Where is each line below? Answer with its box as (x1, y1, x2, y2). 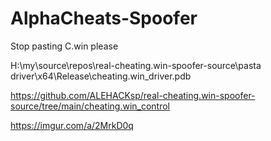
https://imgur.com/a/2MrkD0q (10, 119, 134, 131)
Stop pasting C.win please (10, 40, 119, 52)
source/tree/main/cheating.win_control (10, 100, 170, 112)
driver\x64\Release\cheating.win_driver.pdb (10, 70, 192, 82)
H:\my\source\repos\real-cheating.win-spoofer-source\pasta (10, 59, 262, 71)
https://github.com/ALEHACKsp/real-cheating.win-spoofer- (10, 89, 256, 101)
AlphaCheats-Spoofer (10, 7, 198, 30)
